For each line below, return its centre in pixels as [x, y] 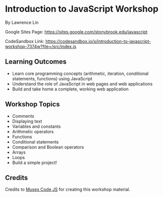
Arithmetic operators [33, 131]
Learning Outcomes [36, 62]
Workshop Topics [32, 104]
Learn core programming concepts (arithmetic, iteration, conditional [80, 73]
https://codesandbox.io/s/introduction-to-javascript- [98, 41]
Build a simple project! [34, 162]
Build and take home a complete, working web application [70, 89]
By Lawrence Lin [22, 22]
